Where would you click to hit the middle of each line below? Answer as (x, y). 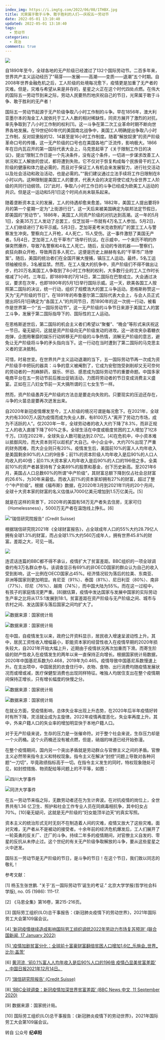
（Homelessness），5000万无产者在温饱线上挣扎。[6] (59, 508)
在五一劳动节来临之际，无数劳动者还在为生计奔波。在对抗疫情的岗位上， (78, 800)
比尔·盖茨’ (15, 952)
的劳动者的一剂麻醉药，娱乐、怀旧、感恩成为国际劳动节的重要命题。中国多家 (82, 371)
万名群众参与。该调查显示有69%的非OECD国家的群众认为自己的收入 (89, 567)
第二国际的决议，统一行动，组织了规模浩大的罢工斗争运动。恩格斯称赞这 (82, 289)
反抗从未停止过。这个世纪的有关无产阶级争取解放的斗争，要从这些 (80, 841)
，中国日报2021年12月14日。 (34, 968)
